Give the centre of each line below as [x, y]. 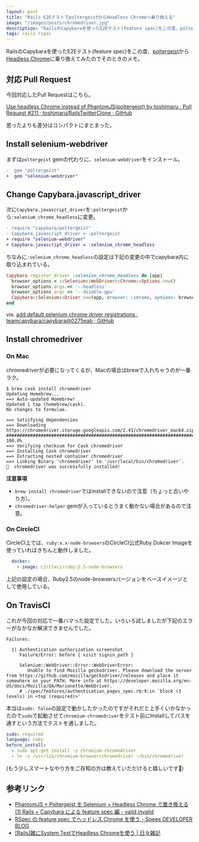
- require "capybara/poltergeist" [49, 228]
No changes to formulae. [37, 409]
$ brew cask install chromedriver [49, 389]
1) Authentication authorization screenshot [67, 650]
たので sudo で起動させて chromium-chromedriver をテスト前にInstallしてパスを [98, 716]
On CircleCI [23, 529]
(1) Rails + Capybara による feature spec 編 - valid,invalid [84, 812]
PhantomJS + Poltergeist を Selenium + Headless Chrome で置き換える [102, 804]
